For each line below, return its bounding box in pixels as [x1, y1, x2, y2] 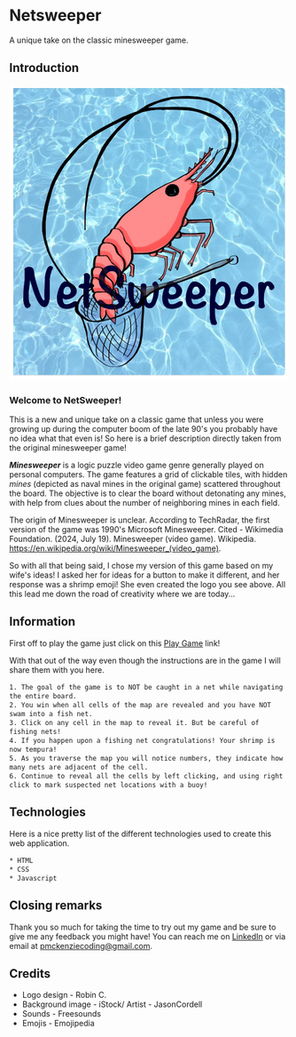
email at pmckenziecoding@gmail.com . [9, 940, 153, 951]
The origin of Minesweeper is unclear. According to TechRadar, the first [9, 515, 270, 525]
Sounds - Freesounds [21, 1009, 102, 1019]
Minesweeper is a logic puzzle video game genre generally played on [9, 459, 264, 471]
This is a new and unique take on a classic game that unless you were [9, 414, 264, 425]
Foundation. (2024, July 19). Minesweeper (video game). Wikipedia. [9, 534, 257, 545]
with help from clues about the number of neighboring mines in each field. [9, 498, 281, 508]
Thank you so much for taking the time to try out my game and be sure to [9, 921, 277, 932]
